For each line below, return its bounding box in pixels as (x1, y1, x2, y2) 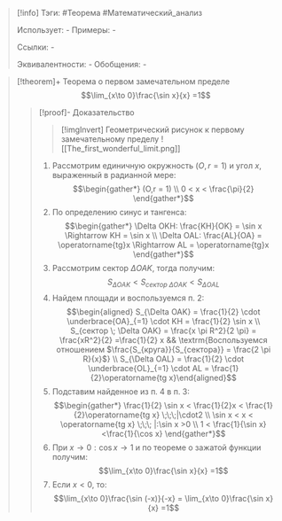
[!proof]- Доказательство (38, 107, 135, 118)
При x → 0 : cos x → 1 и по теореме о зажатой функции (51, 442, 262, 453)
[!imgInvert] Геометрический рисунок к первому (60, 124, 245, 135)
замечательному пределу (60, 134, 160, 144)
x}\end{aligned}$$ (168, 372, 237, 383)
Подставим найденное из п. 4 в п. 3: (51, 385, 190, 397)
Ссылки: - (16, 42, 55, 52)
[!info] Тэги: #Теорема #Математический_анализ (16, 8, 203, 18)
